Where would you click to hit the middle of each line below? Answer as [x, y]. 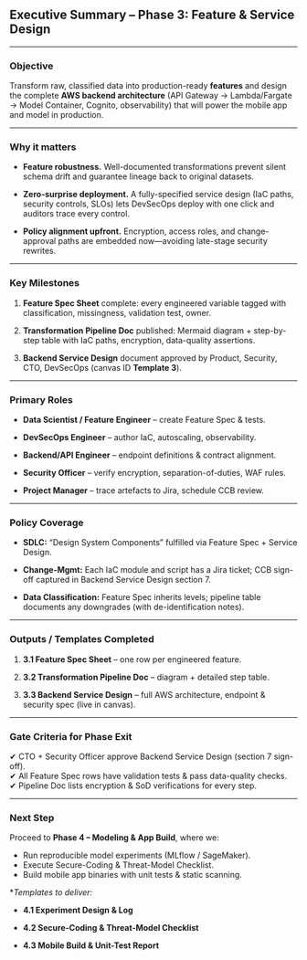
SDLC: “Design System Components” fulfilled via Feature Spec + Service [160, 543]
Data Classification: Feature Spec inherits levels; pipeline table [142, 597]
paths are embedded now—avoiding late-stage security [163, 241]
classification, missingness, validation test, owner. [117, 312]
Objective [32, 66]
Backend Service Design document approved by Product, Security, [150, 358]
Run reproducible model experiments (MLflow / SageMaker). [137, 855]
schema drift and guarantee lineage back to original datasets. [138, 176]
